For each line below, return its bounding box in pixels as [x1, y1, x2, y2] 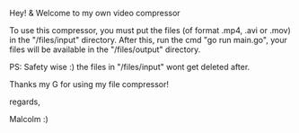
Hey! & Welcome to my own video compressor [9, 8, 181, 18]
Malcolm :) [9, 114, 49, 124]
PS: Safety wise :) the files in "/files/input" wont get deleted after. [9, 62, 251, 72]
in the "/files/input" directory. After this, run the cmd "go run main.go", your [9, 35, 287, 45]
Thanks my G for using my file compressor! [9, 79, 169, 89]
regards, [9, 96, 40, 107]
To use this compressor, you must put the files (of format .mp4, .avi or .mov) [9, 25, 292, 35]
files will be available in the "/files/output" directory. [9, 44, 201, 55]
